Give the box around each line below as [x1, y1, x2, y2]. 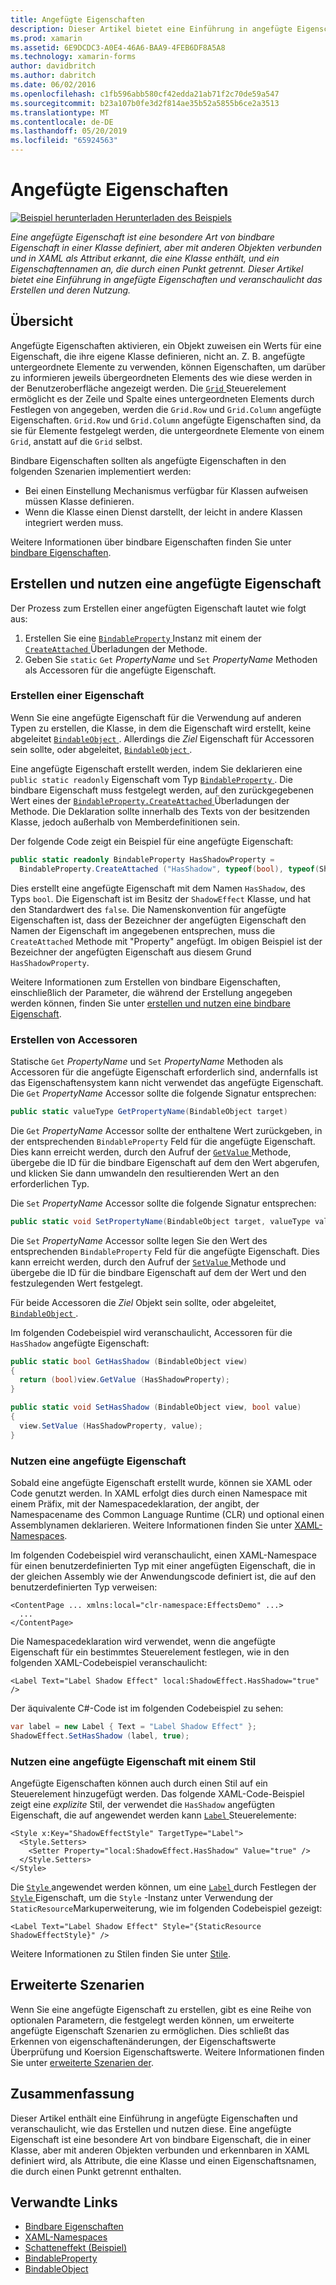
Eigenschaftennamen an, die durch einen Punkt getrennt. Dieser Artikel [10, 262, 304, 275]
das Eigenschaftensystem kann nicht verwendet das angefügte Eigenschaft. [10, 1076, 324, 1088]
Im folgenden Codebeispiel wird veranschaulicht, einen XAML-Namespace [10, 1549, 317, 1561]
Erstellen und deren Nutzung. [10, 284, 132, 296]
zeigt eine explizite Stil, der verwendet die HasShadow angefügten [10, 1799, 275, 1810]
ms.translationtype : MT [10, 107, 110, 118]
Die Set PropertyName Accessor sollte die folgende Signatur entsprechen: [10, 1197, 317, 1209]
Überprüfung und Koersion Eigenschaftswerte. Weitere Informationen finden [10, 2046, 325, 2058]
